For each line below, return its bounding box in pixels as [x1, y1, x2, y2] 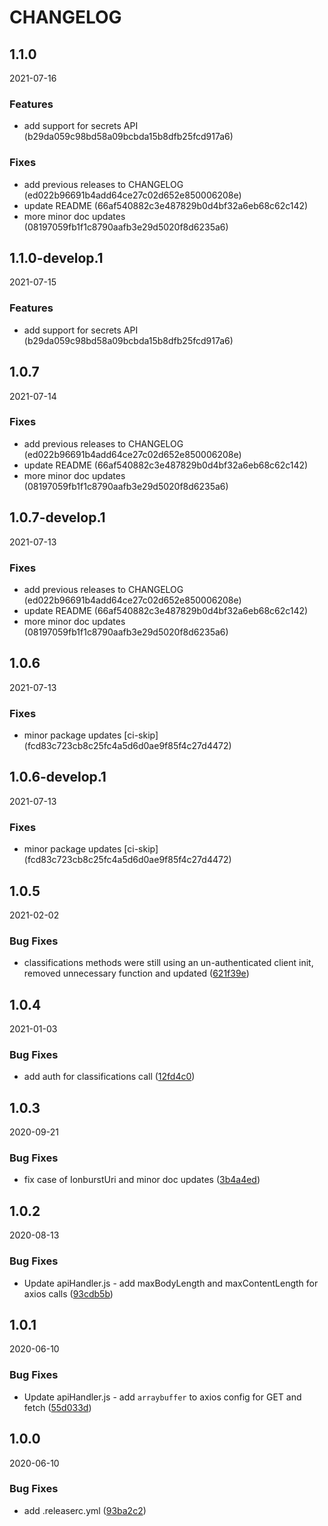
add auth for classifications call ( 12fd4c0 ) [23, 1071, 196, 1083]
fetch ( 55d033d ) [23, 1401, 92, 1413]
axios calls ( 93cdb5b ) [23, 1287, 114, 1300]
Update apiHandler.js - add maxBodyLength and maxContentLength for [23, 1277, 319, 1289]
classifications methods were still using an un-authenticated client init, [23, 957, 314, 969]
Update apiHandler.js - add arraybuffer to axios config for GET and [23, 1391, 302, 1403]
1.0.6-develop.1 [9, 769, 107, 786]
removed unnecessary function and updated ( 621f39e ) [23, 967, 250, 980]
